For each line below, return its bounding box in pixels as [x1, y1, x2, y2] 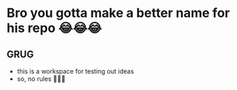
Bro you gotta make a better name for [6, 5, 230, 21]
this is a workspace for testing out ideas [16, 67, 134, 75]
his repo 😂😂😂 [6, 20, 102, 36]
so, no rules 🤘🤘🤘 [16, 74, 66, 83]
